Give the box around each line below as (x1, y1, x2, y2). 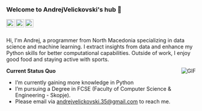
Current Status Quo (6, 67, 56, 75)
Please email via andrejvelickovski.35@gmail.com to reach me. (14, 98, 171, 105)
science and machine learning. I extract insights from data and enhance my (6, 43, 193, 50)
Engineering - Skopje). (14, 92, 71, 99)
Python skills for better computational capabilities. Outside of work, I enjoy (6, 50, 191, 57)
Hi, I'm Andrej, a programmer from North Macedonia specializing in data (6, 37, 185, 44)
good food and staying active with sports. (6, 56, 109, 63)
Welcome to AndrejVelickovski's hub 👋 (6, 5, 122, 14)
